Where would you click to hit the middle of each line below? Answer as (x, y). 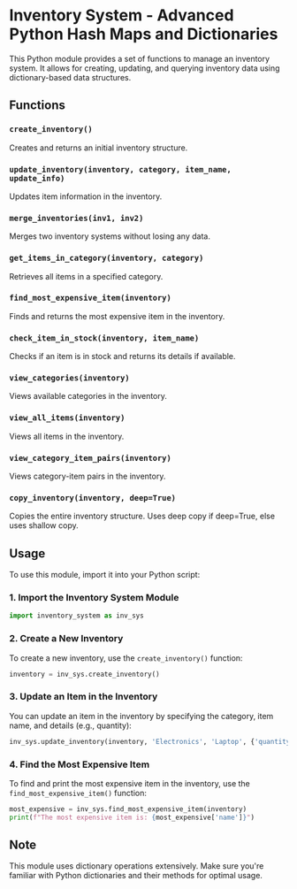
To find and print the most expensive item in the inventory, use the (129, 783)
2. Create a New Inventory (66, 639)
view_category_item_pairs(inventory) (91, 458)
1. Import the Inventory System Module (94, 598)
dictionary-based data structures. (70, 77)
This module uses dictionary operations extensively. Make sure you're (137, 866)
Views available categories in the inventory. (88, 396)
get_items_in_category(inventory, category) (107, 258)
